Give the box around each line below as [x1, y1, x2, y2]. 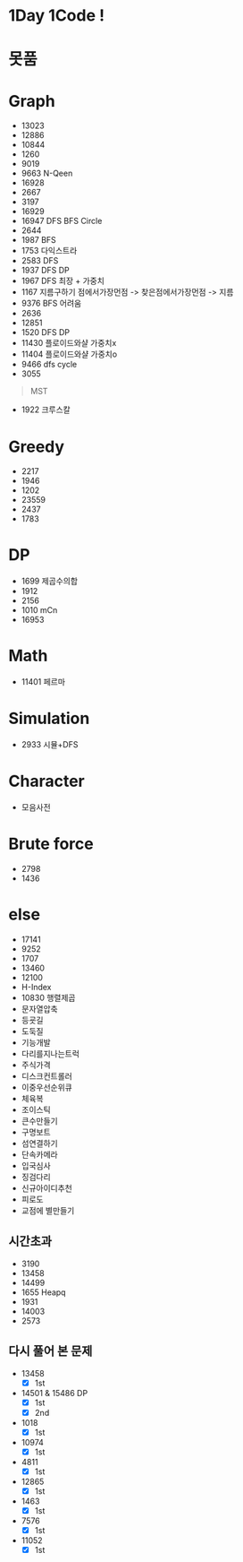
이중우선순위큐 [21, 1082, 72, 1092]
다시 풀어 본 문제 [8, 1343, 93, 1359]
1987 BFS [21, 235, 57, 246]
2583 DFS [21, 255, 59, 266]
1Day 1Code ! [8, 5, 105, 26]
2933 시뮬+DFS [21, 739, 79, 750]
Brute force [8, 834, 95, 854]
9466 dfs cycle [21, 359, 78, 370]
